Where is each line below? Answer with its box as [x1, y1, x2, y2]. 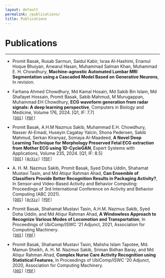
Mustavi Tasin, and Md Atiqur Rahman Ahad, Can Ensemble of [12, 170, 139, 176]
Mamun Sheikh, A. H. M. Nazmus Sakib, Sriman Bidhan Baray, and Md [12, 247, 154, 253]
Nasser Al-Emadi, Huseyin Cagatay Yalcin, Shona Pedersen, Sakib [12, 130, 146, 136]
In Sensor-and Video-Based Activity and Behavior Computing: [12, 181, 138, 187]
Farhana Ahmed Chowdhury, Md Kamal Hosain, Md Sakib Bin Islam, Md [12, 89, 157, 95]
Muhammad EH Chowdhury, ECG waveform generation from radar [12, 99, 149, 105]
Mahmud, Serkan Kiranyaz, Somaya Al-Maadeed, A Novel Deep [12, 135, 141, 140]
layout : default [5, 7, 38, 12]
